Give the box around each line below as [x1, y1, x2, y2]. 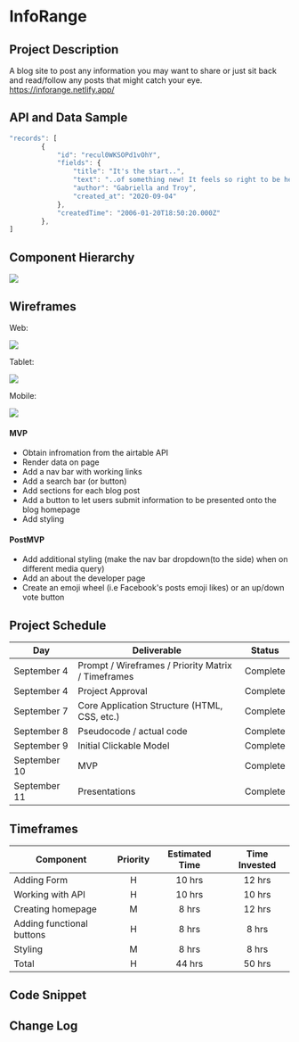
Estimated [167, 848, 212, 860]
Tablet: [9, 356, 35, 367]
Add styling [21, 514, 65, 525]
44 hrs [175, 957, 204, 970]
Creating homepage [13, 903, 98, 915]
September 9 [13, 740, 69, 752]
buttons [13, 928, 46, 940]
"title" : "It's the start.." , [72, 167, 185, 176]
